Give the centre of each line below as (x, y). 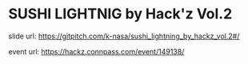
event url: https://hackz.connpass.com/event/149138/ (96, 51)
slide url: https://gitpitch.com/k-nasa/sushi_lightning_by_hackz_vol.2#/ (124, 36)
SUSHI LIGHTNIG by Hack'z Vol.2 (120, 14)
